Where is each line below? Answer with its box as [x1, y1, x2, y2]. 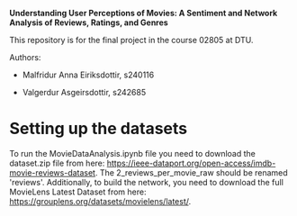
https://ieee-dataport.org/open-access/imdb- [106, 157, 276, 168]
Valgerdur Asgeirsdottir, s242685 [22, 87, 147, 97]
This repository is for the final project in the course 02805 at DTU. [9, 35, 254, 45]
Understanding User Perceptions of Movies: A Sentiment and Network [9, 8, 278, 18]
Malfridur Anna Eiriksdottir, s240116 [22, 69, 155, 80]
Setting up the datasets [9, 119, 187, 139]
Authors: [9, 52, 41, 62]
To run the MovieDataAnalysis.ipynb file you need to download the [9, 148, 256, 158]
